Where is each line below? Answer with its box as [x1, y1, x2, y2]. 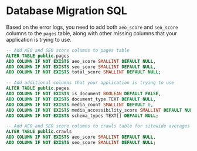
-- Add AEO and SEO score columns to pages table [6, 47, 130, 53]
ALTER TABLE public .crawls [6, 129, 72, 135]
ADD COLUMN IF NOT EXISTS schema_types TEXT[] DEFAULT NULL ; [6, 113, 159, 119]
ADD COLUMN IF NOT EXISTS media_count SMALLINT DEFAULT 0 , [6, 102, 154, 108]
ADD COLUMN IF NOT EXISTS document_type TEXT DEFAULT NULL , [6, 96, 157, 102]
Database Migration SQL [6, 4, 127, 18]
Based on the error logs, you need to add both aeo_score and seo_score [6, 24, 178, 31]
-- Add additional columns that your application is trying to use [6, 80, 175, 86]
